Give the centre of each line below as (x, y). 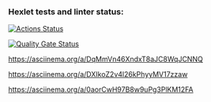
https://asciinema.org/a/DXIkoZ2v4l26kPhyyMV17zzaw (98, 75)
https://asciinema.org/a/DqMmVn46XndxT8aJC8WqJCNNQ (105, 59)
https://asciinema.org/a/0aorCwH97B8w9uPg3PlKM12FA (101, 89)
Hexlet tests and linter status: (66, 12)
